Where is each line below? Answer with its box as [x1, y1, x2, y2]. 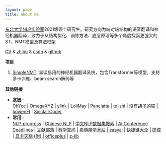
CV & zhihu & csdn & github [5, 48, 62, 55]
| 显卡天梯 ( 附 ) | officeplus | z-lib [12, 133, 79, 139]
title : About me [5, 12, 39, 17]
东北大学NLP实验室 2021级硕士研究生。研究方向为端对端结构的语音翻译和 [5, 26, 155, 32]
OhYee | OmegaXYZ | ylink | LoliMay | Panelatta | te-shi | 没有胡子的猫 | [12, 103, 158, 109]
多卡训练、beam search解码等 [12, 75, 75, 81]
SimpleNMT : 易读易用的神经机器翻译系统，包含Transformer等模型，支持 [12, 69, 160, 75]
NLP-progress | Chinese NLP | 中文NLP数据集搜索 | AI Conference [12, 120, 148, 127]
